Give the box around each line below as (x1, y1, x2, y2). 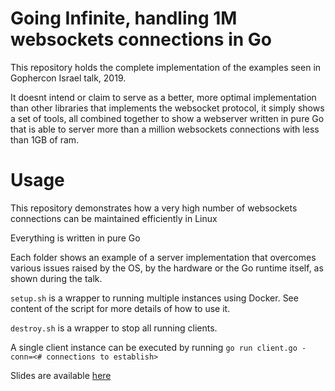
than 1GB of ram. (10, 133, 80, 146)
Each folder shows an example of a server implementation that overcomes (10, 251, 317, 263)
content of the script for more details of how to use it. (10, 302, 231, 314)
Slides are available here (10, 369, 112, 381)
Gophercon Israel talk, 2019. (10, 72, 127, 84)
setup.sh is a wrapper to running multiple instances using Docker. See (10, 292, 299, 304)
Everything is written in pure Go (10, 232, 141, 244)
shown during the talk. (10, 272, 103, 284)
